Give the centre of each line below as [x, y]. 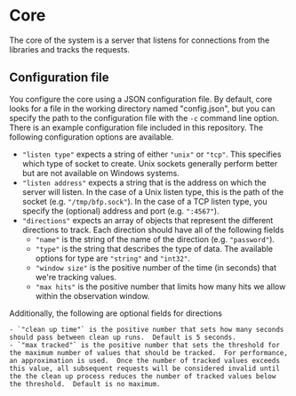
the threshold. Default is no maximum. [85, 384]
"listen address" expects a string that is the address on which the [144, 182]
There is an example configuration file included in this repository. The [136, 127]
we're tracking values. [76, 277]
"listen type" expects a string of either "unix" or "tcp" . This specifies [152, 154]
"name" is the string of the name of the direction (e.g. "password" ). [155, 239]
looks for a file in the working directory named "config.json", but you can [142, 109]
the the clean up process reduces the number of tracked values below [143, 376]
